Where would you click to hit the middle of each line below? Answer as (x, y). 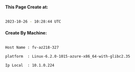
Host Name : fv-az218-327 (32, 48)
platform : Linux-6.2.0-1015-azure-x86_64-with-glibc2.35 (68, 57)
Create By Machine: (26, 33)
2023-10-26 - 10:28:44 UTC (33, 22)
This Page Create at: (27, 7)
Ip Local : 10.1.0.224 (30, 66)
